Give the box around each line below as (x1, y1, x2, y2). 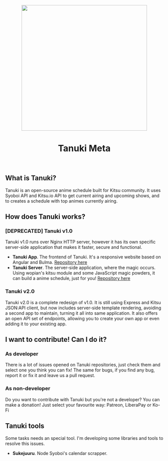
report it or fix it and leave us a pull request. (5, 373, 95, 379)
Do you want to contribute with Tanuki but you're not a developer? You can (5, 396, 160, 402)
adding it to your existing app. (5, 321, 67, 327)
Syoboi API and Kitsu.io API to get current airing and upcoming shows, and (5, 193, 159, 199)
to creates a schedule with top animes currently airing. (5, 198, 118, 204)
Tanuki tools (5, 422, 45, 430)
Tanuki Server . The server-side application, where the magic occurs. (12, 264, 156, 271)
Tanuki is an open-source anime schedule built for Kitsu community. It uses (5, 187, 161, 193)
